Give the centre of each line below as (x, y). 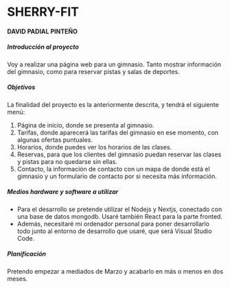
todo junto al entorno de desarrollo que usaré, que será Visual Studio (114, 231)
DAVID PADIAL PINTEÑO (42, 31)
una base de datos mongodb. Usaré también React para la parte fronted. (120, 216)
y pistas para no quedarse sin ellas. (67, 161)
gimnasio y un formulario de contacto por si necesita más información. (117, 176)
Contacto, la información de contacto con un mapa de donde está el (114, 169)
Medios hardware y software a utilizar (63, 192)
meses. (18, 278)
